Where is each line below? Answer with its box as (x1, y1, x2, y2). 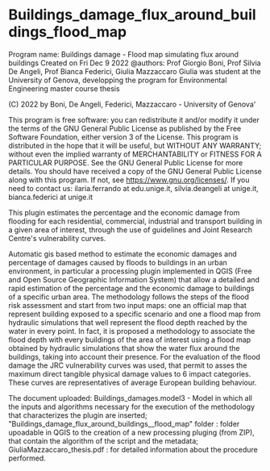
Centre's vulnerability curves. (8, 233, 106, 243)
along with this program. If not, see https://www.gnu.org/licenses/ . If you (8, 175, 250, 185)
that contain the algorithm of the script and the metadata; (8, 436, 199, 445)
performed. (8, 453, 46, 463)
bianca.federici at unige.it (8, 192, 93, 202)
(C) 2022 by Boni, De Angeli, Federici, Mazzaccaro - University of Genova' (8, 99, 256, 109)
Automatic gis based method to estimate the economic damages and (8, 248, 238, 259)
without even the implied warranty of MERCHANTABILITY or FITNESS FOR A (8, 149, 262, 159)
